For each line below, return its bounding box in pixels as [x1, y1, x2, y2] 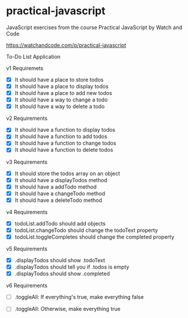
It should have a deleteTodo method [14, 196, 102, 203]
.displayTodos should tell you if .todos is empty [14, 263, 129, 271]
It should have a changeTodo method [14, 190, 105, 197]
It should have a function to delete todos [14, 147, 114, 154]
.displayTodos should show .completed [14, 270, 111, 277]
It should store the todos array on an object [14, 170, 120, 177]
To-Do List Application [6, 53, 61, 60]
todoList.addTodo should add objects [14, 220, 106, 227]
